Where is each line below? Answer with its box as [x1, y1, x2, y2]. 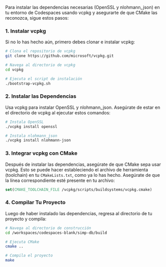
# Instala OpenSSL [5, 119, 44, 124]
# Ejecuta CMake [5, 239, 39, 244]
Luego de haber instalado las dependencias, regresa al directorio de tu [5, 210, 152, 216]
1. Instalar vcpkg [5, 27, 46, 34]
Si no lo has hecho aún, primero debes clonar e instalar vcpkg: [5, 39, 135, 45]
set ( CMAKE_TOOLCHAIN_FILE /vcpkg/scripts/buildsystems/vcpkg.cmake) [5, 187, 152, 192]
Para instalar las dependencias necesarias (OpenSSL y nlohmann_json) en [5, 5, 160, 10]
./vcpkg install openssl [5, 124, 58, 129]
